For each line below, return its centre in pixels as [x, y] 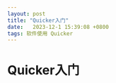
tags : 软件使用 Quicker [40, 33]
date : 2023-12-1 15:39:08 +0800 [58, 27]
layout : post [27, 14]
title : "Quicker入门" [38, 20]
